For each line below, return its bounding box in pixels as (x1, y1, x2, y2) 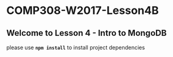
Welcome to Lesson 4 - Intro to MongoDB (6, 28, 167, 38)
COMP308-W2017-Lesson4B (6, 4, 160, 18)
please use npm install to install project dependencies (6, 44, 145, 51)
